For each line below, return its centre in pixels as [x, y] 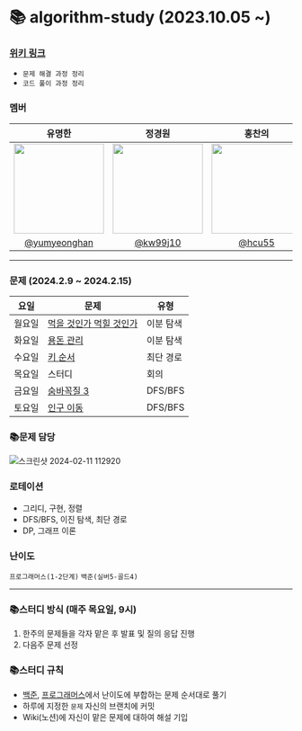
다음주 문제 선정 [50, 645]
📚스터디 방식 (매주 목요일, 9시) [73, 610]
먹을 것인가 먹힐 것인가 [93, 324]
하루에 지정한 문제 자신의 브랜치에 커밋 [89, 706]
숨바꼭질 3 [69, 391]
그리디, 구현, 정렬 [52, 508]
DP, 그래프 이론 [49, 530]
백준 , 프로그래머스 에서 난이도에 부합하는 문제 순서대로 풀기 [124, 694]
